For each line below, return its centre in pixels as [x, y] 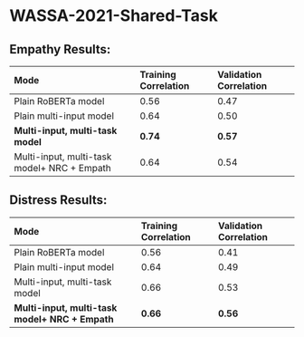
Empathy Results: [60, 49]
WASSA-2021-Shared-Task [114, 16]
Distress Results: [58, 200]
